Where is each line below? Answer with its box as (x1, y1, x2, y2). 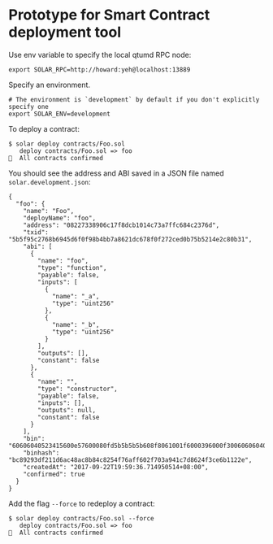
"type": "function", (37, 263, 107, 272)
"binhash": (23, 449, 60, 457)
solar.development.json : (8, 176, 91, 186)
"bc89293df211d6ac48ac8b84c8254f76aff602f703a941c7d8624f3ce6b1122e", (8, 455, 253, 464)
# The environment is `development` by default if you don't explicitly (8, 95, 260, 103)
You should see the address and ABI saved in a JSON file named (8, 168, 225, 178)
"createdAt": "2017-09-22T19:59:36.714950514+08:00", (23, 463, 209, 471)
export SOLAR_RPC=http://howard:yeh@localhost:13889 (8, 65, 191, 74)
